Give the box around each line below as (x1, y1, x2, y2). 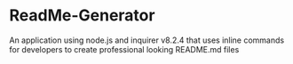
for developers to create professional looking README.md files (9, 44, 240, 54)
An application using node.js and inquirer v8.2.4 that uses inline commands (9, 35, 285, 45)
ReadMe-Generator (9, 5, 155, 26)
